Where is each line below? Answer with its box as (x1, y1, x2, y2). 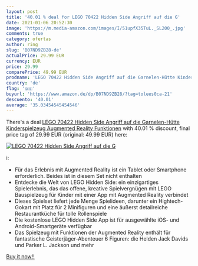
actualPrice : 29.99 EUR (6, 53, 65, 59)
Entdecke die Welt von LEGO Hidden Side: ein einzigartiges (14, 179, 159, 186)
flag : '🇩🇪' (6, 86, 35, 92)
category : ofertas (6, 36, 51, 42)
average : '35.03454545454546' (6, 102, 81, 108)
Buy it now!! (6, 252, 35, 260)
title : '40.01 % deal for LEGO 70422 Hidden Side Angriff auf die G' (6, 14, 181, 20)
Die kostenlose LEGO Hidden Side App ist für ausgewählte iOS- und (14, 216, 180, 223)
